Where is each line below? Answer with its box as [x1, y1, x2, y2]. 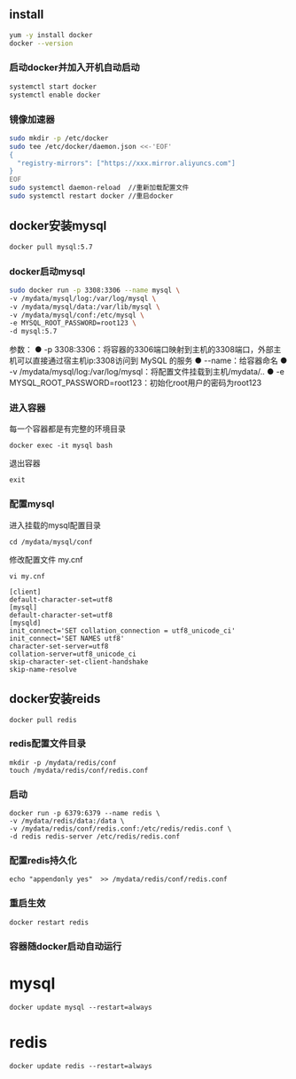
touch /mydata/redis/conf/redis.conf [9, 766, 149, 775]
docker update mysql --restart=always [9, 1003, 152, 1012]
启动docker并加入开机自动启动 [9, 61, 140, 74]
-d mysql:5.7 [9, 327, 58, 336]
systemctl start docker [9, 82, 97, 91]
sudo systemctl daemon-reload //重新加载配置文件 [9, 184, 190, 193]
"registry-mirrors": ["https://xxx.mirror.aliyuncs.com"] [17, 159, 237, 168]
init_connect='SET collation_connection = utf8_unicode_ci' [9, 626, 237, 635]
